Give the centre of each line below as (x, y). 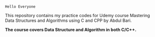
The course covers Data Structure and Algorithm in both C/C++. (71, 30)
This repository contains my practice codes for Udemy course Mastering (77, 16)
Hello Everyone (20, 7)
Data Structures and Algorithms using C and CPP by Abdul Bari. (68, 20)
